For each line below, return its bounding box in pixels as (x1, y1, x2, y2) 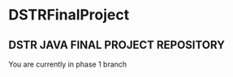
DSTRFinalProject (8, 6, 130, 24)
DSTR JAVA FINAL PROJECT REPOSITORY (8, 38, 226, 52)
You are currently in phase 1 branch (8, 59, 127, 69)
